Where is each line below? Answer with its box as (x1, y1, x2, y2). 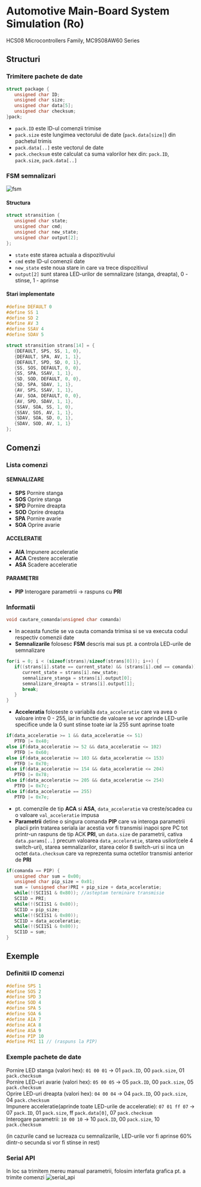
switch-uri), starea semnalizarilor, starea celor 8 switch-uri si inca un (14, 843, 184, 851)
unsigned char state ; (14, 218, 68, 224)
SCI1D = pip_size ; (14, 906, 60, 912)
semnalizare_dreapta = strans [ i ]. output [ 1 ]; (22, 681, 135, 687)
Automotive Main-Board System (6, 4, 170, 18)
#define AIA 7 (6, 1016, 42, 1022)
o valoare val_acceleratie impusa (14, 811, 99, 818)
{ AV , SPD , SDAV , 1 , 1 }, (14, 398, 74, 404)
